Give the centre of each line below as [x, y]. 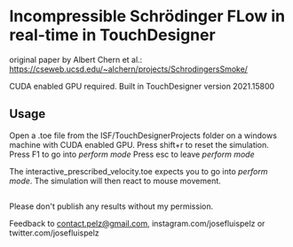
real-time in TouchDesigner [112, 35]
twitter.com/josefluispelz [54, 233]
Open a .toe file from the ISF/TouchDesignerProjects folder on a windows [143, 135]
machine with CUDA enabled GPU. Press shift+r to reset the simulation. [139, 144]
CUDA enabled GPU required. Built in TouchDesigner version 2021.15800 [142, 86]
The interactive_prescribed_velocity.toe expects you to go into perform [139, 171]
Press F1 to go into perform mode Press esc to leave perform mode [132, 154]
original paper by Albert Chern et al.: [76, 59]
